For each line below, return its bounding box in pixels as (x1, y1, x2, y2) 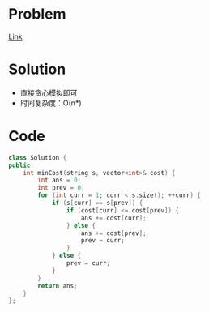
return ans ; (37, 281, 79, 290)
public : (8, 161, 35, 169)
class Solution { (8, 153, 67, 162)
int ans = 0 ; (37, 176, 82, 185)
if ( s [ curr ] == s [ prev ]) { (51, 199, 143, 207)
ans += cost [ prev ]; (80, 229, 147, 237)
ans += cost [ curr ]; (80, 214, 147, 222)
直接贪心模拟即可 (19, 88, 78, 97)
